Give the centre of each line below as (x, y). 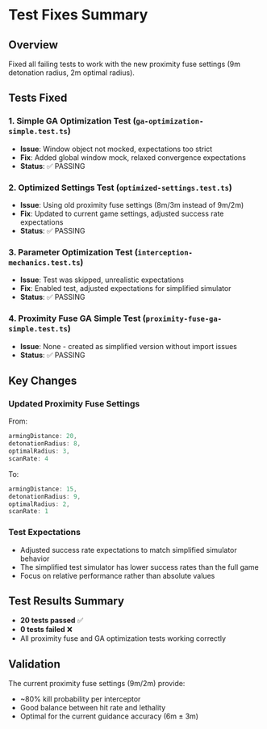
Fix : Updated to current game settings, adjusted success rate (122, 213)
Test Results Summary (67, 601)
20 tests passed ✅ (52, 621)
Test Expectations (44, 533)
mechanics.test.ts (44, 263)
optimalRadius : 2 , (39, 504)
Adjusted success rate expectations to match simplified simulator (128, 550)
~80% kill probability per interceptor (80, 699)
